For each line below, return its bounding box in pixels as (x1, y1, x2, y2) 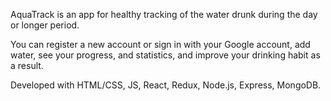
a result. (10, 60, 44, 71)
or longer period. (10, 19, 80, 31)
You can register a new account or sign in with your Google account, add (10, 39, 311, 50)
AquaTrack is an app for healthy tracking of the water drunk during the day (10, 9, 318, 20)
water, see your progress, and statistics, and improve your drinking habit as (10, 49, 321, 61)
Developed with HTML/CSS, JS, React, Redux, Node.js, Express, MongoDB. (10, 79, 322, 91)
